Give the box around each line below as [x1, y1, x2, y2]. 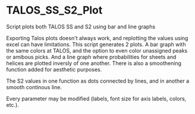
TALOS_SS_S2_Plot [6, 4, 103, 17]
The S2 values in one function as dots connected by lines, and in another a [6, 77, 190, 84]
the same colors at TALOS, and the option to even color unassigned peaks [6, 47, 188, 54]
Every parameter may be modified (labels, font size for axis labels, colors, [6, 95, 187, 102]
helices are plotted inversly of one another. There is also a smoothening [6, 60, 182, 67]
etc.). [6, 101, 19, 108]
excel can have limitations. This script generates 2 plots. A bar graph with [6, 41, 186, 48]
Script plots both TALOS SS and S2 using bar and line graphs [6, 23, 156, 30]
